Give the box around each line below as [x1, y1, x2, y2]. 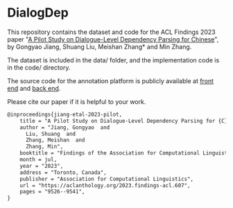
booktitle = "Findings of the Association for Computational [19, 150, 200, 157]
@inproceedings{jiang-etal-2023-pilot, [7, 111, 123, 118]
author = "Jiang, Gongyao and [19, 123, 110, 131]
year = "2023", [19, 162, 64, 169]
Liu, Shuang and [25, 130, 76, 137]
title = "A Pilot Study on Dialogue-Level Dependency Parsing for [19, 117, 216, 124]
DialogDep [7, 5, 69, 21]
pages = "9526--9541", [19, 189, 85, 196]
